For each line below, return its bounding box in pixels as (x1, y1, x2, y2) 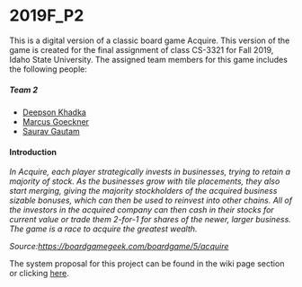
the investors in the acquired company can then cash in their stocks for (9, 204, 274, 215)
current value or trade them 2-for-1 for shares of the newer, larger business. (9, 214, 292, 225)
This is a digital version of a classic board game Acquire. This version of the (9, 35, 290, 46)
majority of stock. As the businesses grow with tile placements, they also (9, 176, 280, 187)
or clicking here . (9, 268, 69, 279)
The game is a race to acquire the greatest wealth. (9, 223, 198, 234)
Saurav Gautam (22, 126, 81, 136)
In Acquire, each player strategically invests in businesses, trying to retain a (9, 167, 290, 178)
